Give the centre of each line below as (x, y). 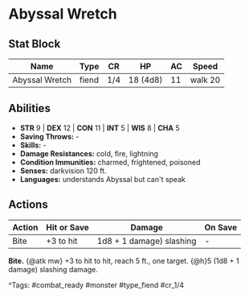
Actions (28, 205)
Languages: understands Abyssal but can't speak (103, 179)
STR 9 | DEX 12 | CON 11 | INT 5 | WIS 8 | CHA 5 (100, 128)
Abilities (29, 108)
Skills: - (33, 145)
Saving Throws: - (49, 136)
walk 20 (205, 80)
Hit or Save (67, 227)
